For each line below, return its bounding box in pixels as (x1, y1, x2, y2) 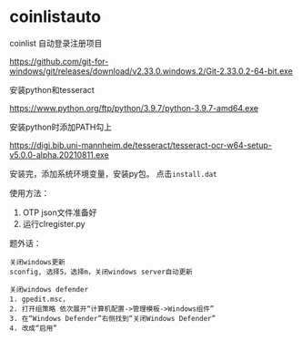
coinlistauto (9, 6, 102, 27)
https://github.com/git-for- (9, 56, 109, 67)
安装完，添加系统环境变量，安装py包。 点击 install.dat (9, 168, 217, 179)
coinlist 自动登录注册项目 (9, 37, 103, 48)
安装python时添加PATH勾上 (9, 121, 112, 132)
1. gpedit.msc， (9, 294, 70, 304)
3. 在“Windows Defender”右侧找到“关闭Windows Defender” (9, 314, 216, 323)
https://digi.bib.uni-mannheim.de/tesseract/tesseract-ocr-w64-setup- (9, 139, 273, 150)
